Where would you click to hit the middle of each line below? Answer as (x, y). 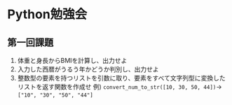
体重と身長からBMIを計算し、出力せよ (72, 61)
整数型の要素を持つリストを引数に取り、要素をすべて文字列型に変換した (121, 78)
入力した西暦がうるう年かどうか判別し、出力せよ (88, 69)
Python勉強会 (47, 14)
